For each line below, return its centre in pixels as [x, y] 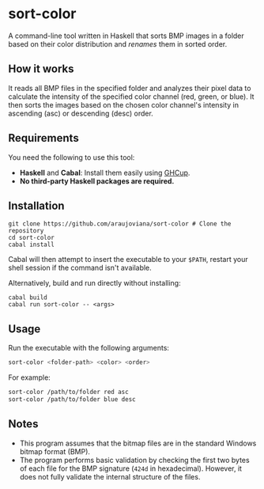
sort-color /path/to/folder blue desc [72, 399]
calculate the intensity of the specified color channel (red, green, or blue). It [131, 97]
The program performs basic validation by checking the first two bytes [135, 460]
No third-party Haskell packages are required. [97, 181]
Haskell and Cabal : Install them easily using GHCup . [105, 172]
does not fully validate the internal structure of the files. [110, 476]
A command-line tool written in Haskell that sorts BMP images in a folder [126, 36]
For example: [30, 377]
